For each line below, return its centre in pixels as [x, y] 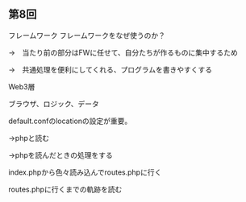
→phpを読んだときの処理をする [60, 155]
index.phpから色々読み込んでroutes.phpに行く [85, 172]
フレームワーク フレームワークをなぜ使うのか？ [87, 35]
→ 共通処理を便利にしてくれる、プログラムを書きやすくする [110, 69]
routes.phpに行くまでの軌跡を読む [65, 189]
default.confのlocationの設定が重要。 [70, 121]
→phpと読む [29, 138]
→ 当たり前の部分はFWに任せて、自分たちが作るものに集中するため [123, 52]
